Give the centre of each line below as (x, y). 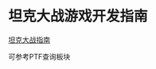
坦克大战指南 (29, 40)
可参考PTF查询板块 (39, 56)
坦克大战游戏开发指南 (78, 16)
